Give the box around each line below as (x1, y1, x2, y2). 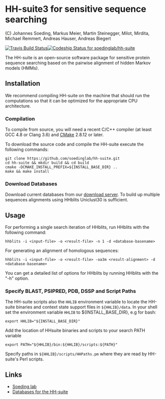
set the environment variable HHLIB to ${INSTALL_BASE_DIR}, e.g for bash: (5, 309, 156, 315)
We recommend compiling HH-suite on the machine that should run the (5, 92, 150, 98)
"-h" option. (5, 275, 30, 282)
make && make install (5, 169, 50, 174)
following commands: (5, 146, 49, 152)
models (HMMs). (5, 65, 39, 71)
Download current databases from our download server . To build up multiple (5, 191, 160, 198)
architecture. (5, 103, 31, 109)
